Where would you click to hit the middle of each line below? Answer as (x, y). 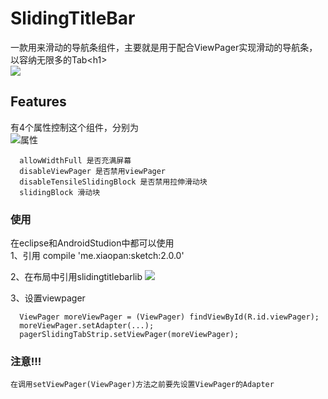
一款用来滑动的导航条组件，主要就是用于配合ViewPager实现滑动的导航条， (164, 47)
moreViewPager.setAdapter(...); (87, 326)
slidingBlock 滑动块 (60, 192)
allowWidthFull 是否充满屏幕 (75, 160)
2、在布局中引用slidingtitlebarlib (76, 277)
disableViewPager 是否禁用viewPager (93, 171)
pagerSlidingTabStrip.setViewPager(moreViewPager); (129, 335)
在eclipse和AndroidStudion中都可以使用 (92, 243)
